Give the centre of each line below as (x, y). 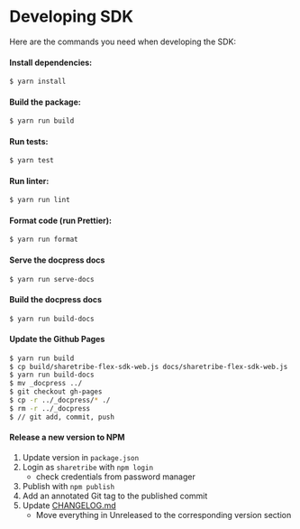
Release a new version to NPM (67, 437)
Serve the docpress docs (57, 260)
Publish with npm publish (68, 486)
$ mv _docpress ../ (46, 384)
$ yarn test (32, 161)
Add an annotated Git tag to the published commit (115, 496)
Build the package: (45, 102)
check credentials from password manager (115, 477)
